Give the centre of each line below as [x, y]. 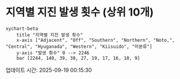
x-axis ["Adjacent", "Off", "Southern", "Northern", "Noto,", [96, 40]
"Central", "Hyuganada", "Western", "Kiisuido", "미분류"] [79, 46]
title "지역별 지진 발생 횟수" [50, 35]
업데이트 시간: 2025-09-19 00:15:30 [49, 70]
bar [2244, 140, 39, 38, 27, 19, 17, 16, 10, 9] [78, 58]
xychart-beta [22, 28]
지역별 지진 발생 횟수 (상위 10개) [80, 12]
